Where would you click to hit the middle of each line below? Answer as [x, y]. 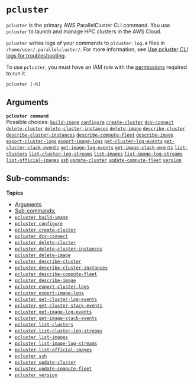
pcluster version [36, 375]
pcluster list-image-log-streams [56, 343]
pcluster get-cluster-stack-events [59, 306]
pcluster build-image [41, 217]
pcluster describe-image [45, 280]
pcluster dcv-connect [41, 236]
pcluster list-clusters [44, 325]
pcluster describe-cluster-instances [61, 268]
